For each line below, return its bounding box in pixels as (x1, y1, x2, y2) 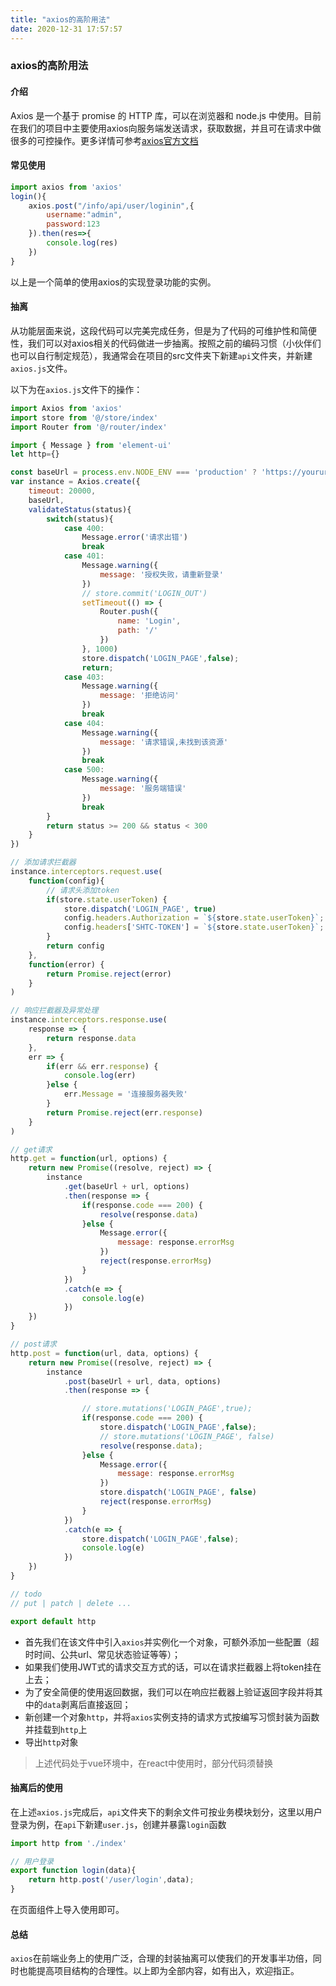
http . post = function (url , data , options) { (10, 1348, 199, 1358)
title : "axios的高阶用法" (10, 14, 111, 25)
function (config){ (28, 876, 105, 886)
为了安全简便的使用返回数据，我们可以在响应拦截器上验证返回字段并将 (24, 1686, 315, 1698)
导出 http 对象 (24, 1736, 79, 1748)
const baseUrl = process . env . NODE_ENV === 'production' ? (10, 467, 257, 478)
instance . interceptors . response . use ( (10, 1015, 168, 1025)
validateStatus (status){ (28, 504, 132, 515)
